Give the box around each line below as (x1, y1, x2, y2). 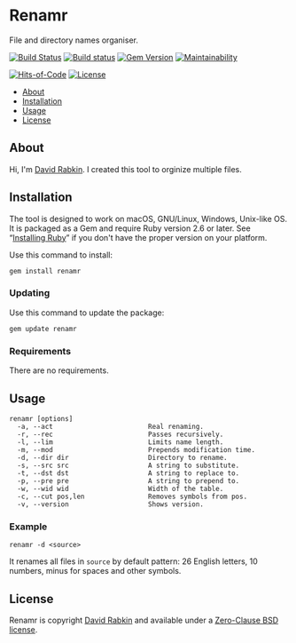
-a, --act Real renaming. (17, 422, 204, 431)
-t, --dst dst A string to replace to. (17, 468, 240, 478)
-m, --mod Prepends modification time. (17, 445, 255, 454)
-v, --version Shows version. (17, 499, 204, 509)
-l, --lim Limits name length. (17, 437, 224, 447)
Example (9, 520, 48, 533)
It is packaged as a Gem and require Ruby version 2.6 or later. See (9, 223, 251, 234)
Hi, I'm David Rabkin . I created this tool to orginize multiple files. (9, 163, 242, 174)
